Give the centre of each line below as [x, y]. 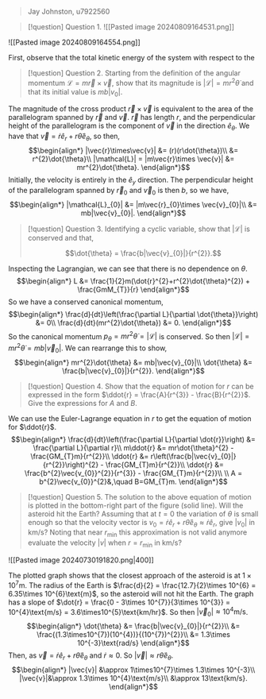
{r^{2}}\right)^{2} [71, 465]
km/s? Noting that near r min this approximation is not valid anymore [137, 533]
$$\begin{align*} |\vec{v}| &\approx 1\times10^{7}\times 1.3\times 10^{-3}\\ [133, 670]
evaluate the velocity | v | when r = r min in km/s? [105, 543]
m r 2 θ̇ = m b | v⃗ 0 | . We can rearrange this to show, [88, 348]
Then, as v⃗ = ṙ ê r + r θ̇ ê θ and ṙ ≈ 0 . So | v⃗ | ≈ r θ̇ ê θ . [91, 656]
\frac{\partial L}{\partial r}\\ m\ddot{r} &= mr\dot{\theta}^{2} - [133, 447]
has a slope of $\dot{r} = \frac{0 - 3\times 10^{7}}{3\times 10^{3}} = [120, 602]
